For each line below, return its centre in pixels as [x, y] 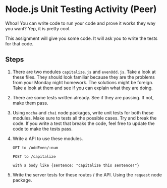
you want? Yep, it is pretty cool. [38, 28]
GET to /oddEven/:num [35, 148]
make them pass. [30, 103]
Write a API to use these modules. [48, 138]
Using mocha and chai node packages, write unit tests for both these [83, 112]
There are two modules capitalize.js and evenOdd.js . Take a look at [84, 72]
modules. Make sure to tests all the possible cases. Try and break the [85, 118]
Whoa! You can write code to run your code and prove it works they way [80, 23]
